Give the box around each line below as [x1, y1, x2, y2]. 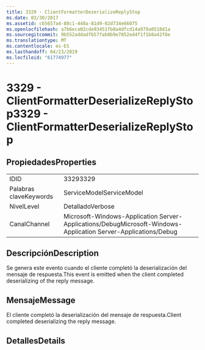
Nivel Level [9, 202, 40, 210]
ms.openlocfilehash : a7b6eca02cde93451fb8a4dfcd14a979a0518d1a [6, 26, 171, 32]
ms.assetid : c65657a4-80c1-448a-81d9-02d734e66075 [6, 20, 138, 26]
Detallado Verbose [63, 202, 115, 210]
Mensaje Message [6, 295, 76, 305]
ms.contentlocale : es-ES [6, 43, 70, 50]
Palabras [9, 184, 35, 193]
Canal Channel [9, 220, 50, 228]
